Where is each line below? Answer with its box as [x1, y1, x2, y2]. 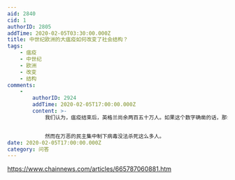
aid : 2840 [7, 10, 36, 17]
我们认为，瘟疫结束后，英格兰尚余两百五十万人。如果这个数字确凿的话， [44, 114, 222, 121]
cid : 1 [7, 17, 27, 24]
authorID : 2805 [7, 23, 52, 30]
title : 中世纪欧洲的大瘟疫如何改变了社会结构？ [7, 36, 129, 43]
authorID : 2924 [32, 95, 77, 102]
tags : [7, 43, 23, 50]
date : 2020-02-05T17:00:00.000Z [7, 139, 101, 147]
